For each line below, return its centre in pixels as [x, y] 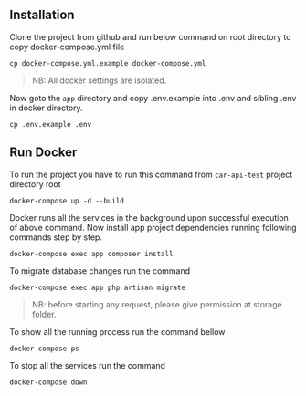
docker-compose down [49, 382]
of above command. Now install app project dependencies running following [153, 227]
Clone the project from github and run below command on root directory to [150, 36]
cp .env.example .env [51, 124]
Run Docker [43, 153]
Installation [42, 15]
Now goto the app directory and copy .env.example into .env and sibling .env [153, 98]
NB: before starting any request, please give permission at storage [157, 304]
